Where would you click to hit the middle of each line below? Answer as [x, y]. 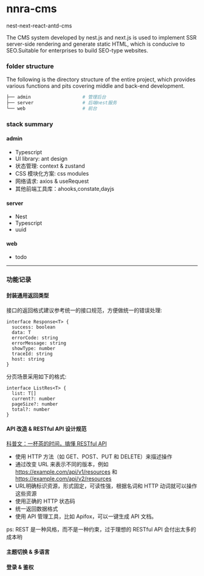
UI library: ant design [41, 158]
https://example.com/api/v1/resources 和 [66, 472]
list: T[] [24, 393]
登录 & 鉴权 [20, 567]
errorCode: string [35, 338]
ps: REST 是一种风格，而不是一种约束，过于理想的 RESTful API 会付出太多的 [101, 529]
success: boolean [34, 327]
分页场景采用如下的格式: [36, 376]
